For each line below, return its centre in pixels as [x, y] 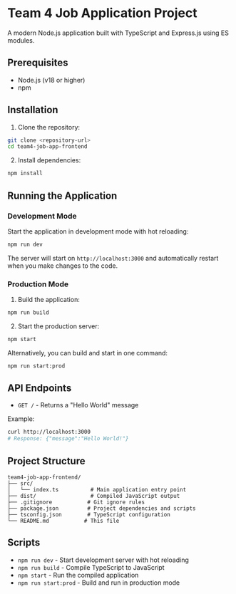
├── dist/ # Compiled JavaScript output [94, 496]
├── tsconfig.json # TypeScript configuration [89, 515]
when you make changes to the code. [63, 266]
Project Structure [46, 461]
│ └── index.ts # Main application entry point [97, 490]
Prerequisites [38, 63]
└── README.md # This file [63, 521]
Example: [21, 419]
